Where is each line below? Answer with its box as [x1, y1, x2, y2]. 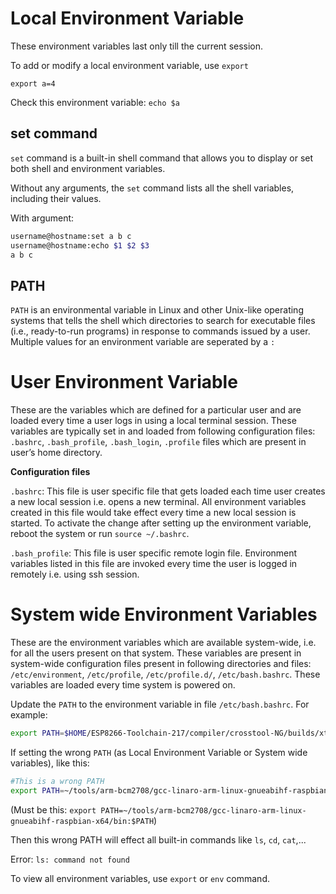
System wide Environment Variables [10, 603, 318, 626]
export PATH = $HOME [10, 728, 87, 739]
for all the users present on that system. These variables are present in [10, 647, 302, 659]
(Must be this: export [10, 803, 97, 816]
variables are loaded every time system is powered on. [10, 679, 236, 691]
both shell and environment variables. [10, 162, 166, 174]
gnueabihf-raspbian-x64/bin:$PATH [10, 816, 155, 826]
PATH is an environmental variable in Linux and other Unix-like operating [10, 304, 304, 316]
